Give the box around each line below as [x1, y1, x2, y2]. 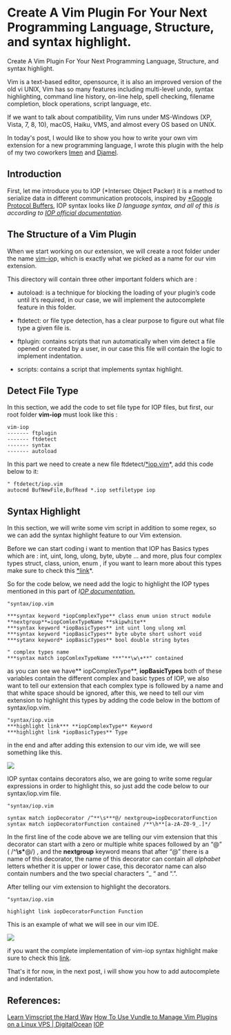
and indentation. [7, 974, 54, 983]
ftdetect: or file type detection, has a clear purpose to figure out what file [17, 316, 225, 325]
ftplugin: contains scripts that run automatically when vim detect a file [17, 336, 216, 345]
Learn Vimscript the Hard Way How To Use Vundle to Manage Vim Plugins [7, 1013, 218, 1021]
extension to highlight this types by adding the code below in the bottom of [7, 696, 221, 705]
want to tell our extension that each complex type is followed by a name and [7, 681, 223, 690]
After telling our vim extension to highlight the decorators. [7, 883, 171, 891]
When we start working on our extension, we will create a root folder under [7, 247, 220, 255]
